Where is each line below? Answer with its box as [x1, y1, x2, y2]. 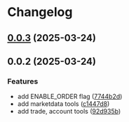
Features [7, 76, 39, 86]
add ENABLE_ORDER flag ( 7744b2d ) [17, 92, 123, 101]
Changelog [7, 4, 73, 20]
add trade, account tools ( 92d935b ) [17, 107, 121, 116]
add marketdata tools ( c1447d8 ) [17, 100, 110, 108]
